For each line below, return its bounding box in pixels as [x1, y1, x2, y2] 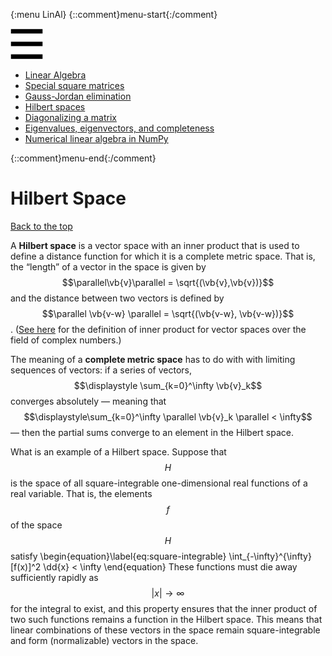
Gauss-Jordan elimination [24, 90, 132, 102]
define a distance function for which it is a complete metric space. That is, [10, 250, 316, 262]
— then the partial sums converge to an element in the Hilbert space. [10, 426, 294, 438]
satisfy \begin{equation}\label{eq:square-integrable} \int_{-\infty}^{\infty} [10, 550, 312, 562]
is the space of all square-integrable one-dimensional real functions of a [10, 477, 308, 489]
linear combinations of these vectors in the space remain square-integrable [10, 624, 321, 636]
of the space [10, 519, 63, 531]
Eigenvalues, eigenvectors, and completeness [24, 122, 215, 134]
